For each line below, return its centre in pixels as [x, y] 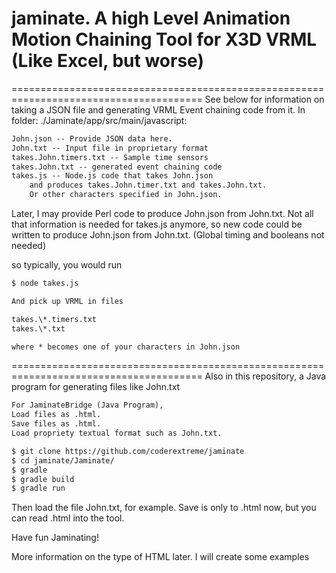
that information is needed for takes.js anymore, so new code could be [157, 224]
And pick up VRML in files [67, 301]
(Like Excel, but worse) [107, 61]
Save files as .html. [56, 424]
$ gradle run [38, 488]
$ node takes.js [45, 283]
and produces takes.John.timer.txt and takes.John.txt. [148, 185]
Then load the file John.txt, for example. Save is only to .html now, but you [164, 508]
